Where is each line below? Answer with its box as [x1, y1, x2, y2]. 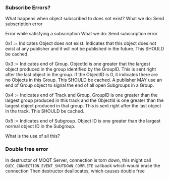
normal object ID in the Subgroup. [5, 123, 76, 130]
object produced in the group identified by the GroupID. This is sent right [5, 66, 156, 72]
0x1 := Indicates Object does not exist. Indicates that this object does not [5, 40, 156, 46]
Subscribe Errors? [5, 4, 51, 11]
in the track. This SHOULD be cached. [5, 108, 85, 114]
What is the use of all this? [5, 133, 60, 139]
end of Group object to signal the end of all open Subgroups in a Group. [5, 82, 154, 88]
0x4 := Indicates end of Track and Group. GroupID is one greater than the [5, 92, 158, 98]
